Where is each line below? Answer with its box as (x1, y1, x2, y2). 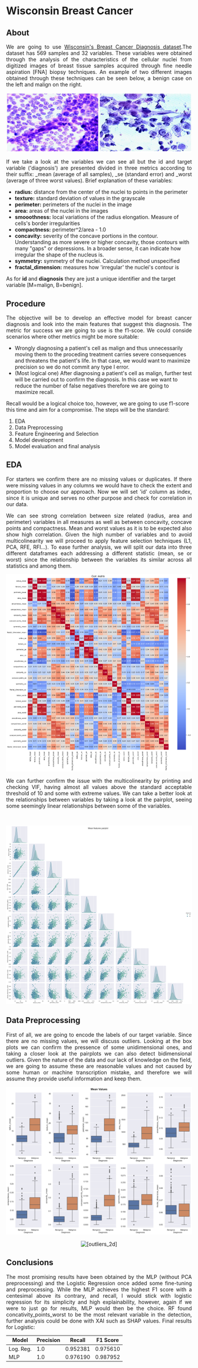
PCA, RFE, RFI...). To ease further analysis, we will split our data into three (6, 543, 192, 551)
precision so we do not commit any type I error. (14, 363, 130, 370)
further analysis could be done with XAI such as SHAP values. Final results (6, 1317, 192, 1324)
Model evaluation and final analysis (14, 443, 100, 450)
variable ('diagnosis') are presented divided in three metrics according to (6, 164, 192, 172)
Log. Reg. (8, 1345, 32, 1352)
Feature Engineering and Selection (14, 430, 99, 438)
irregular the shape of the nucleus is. (14, 251, 104, 258)
